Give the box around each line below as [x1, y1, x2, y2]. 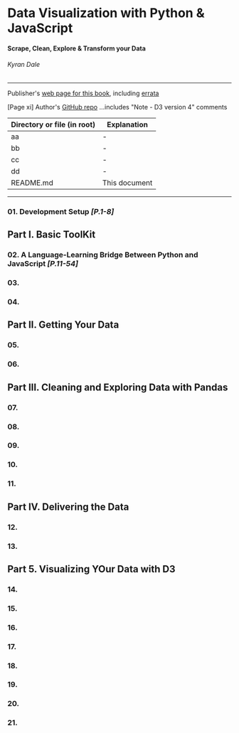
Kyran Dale [7, 60, 41, 69]
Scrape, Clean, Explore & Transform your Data [7, 44, 146, 53]
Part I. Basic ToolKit [7, 229, 96, 241]
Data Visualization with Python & [7, 5, 205, 21]
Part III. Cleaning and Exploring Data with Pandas [7, 381, 228, 393]
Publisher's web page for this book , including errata [7, 89, 159, 97]
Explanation [106, 119, 148, 129]
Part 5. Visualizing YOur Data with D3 [7, 563, 176, 575]
